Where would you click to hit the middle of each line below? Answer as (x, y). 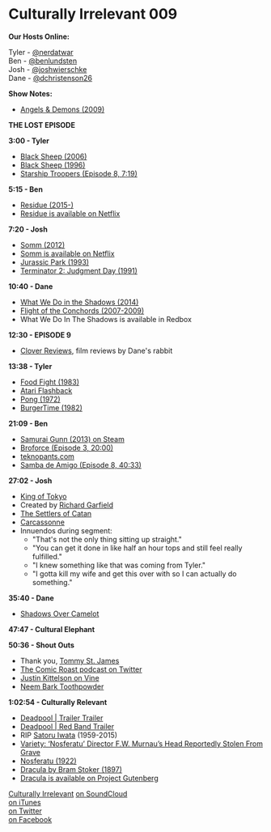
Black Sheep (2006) (53, 156)
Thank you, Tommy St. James (70, 660)
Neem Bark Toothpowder (62, 686)
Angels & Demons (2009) (62, 109)
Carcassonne (42, 522)
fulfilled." (47, 556)
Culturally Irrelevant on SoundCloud (68, 793)
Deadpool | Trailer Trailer (61, 718)
